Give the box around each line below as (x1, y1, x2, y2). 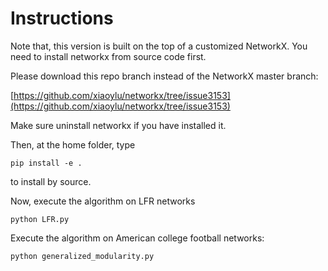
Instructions (10, 7, 114, 30)
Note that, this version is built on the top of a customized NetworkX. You (10, 40, 308, 52)
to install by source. (10, 175, 92, 187)
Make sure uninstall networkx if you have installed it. (10, 119, 227, 131)
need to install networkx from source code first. (10, 50, 207, 62)
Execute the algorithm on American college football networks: (10, 232, 265, 244)
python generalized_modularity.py (10, 251, 155, 261)
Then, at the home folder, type (10, 138, 136, 151)
